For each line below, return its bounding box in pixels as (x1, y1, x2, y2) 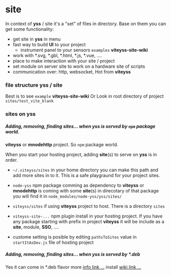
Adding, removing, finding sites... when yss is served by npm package (5, 123, 156, 129)
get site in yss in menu (12, 36, 61, 42)
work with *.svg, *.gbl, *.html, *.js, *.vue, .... (12, 52, 102, 58)
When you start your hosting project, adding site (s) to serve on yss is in (5, 151, 157, 158)
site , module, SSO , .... (12, 224, 59, 230)
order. (5, 157, 18, 163)
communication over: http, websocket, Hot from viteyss (12, 68, 131, 75)
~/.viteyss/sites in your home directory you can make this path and (12, 167, 159, 173)
